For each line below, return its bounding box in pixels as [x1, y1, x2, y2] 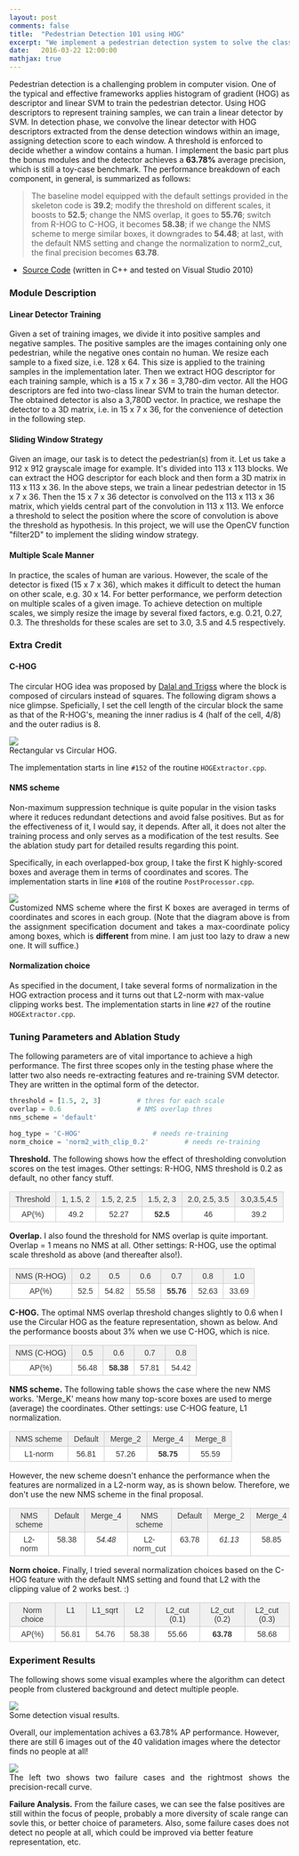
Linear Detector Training [9, 309, 101, 319]
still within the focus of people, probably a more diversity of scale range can [9, 1808, 289, 1820]
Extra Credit [9, 639, 62, 651]
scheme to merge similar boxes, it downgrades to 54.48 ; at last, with [30, 229, 284, 238]
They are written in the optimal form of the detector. [9, 1079, 199, 1090]
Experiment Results [9, 1654, 96, 1666]
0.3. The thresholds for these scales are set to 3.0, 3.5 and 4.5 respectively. [9, 617, 287, 627]
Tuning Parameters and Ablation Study [9, 1030, 181, 1043]
